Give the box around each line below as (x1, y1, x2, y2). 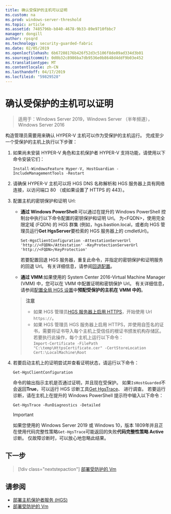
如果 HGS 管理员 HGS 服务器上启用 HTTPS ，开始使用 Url (33, 308, 153, 314)
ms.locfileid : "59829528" (5, 74, 61, 80)
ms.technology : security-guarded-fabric (5, 41, 93, 46)
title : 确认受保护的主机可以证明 (5, 7, 68, 13)
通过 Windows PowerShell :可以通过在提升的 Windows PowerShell (20, 208, 160, 214)
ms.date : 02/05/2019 (5, 46, 50, 51)
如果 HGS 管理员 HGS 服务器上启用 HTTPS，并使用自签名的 (33, 321, 160, 327)
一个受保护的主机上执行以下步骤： (5, 139, 78, 145)
